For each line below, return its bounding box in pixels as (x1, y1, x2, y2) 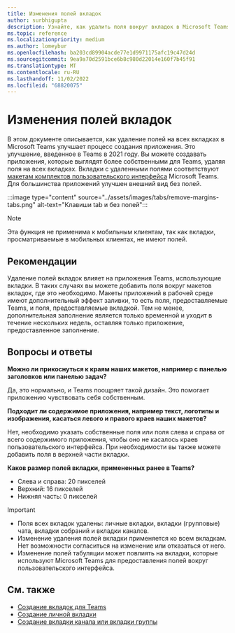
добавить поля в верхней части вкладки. (7, 450, 130, 458)
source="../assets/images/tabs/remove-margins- (78, 193, 219, 201)
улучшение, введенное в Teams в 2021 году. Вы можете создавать (7, 150, 207, 158)
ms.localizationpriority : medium (7, 36, 105, 43)
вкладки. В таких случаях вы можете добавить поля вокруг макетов (7, 281, 212, 290)
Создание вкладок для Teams (17, 602, 107, 611)
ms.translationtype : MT (7, 62, 77, 69)
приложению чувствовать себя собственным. (7, 393, 145, 401)
